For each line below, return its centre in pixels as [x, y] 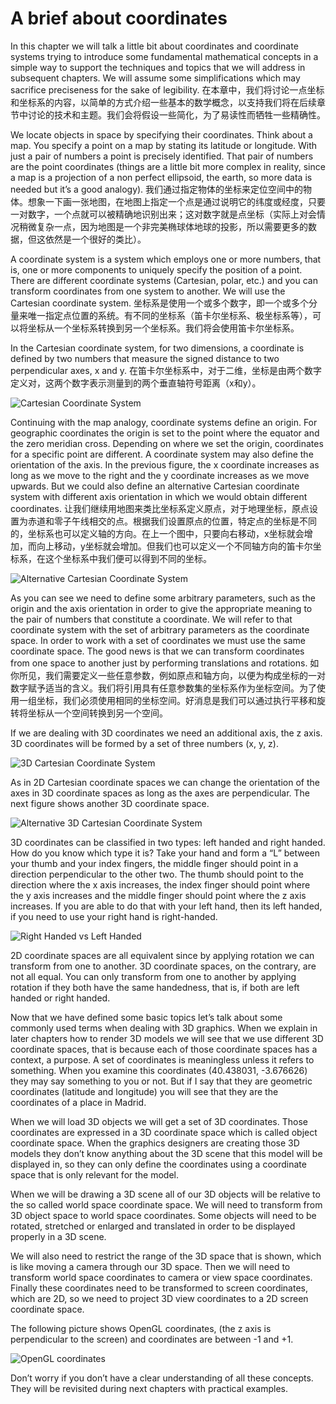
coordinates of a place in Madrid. [78, 1102]
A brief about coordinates [119, 18]
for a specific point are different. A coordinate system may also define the [162, 454]
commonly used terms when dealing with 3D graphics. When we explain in [164, 1028]
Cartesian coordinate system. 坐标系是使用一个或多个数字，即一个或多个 [159, 303]
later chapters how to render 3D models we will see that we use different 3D [167, 1038]
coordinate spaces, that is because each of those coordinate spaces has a [164, 1049]
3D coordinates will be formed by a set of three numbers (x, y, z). [144, 743]
